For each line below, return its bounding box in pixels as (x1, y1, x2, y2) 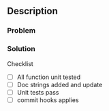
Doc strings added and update (16, 80, 103, 89)
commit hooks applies (16, 95, 80, 104)
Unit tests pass (16, 88, 59, 96)
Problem (7, 26, 36, 35)
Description (7, 5, 58, 17)
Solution (7, 44, 36, 54)
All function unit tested (16, 73, 81, 81)
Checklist (7, 59, 34, 67)
